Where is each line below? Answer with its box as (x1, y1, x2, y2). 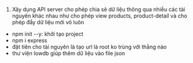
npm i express (11, 37, 48, 44)
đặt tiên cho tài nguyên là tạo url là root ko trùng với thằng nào (11, 43, 167, 50)
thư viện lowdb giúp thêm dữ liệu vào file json (11, 50, 125, 57)
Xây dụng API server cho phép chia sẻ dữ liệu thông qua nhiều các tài (11, 6, 186, 13)
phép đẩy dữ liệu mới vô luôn (11, 19, 84, 25)
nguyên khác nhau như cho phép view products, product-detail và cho (11, 12, 188, 19)
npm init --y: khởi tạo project (11, 30, 83, 38)
